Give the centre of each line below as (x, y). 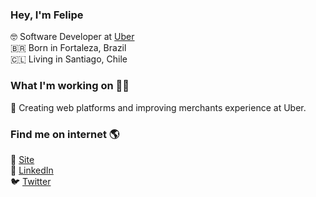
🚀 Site (22, 159)
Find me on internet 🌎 (65, 134)
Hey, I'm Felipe (47, 15)
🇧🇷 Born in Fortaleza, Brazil (68, 48)
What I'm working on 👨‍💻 (70, 86)
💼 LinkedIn (32, 170)
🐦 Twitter (31, 181)
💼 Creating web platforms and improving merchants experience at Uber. (158, 107)
